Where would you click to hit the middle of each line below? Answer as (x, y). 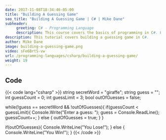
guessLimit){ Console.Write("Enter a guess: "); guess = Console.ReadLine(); (82, 112)
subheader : (16, 23)
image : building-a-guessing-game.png (44, 47)
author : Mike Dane (24, 42)
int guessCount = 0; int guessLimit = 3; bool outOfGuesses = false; (73, 97)
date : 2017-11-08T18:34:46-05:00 (40, 10)
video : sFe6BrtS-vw (25, 51)
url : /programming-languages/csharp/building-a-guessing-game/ (72, 56)
